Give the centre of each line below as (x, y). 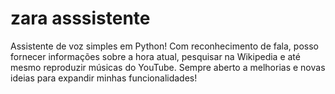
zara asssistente (80, 18)
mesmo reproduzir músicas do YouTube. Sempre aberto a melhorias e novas (168, 67)
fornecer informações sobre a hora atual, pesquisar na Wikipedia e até (155, 56)
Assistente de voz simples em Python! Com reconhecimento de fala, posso (164, 46)
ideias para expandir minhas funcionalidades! (104, 78)
